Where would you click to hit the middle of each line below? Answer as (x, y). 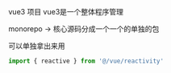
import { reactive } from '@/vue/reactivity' (86, 61)
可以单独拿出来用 (37, 46)
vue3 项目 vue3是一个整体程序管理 (66, 12)
